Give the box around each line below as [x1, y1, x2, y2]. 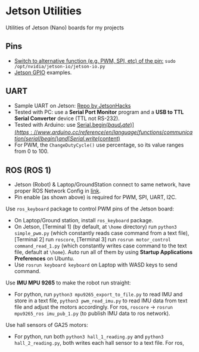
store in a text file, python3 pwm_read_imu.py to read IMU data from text [14, 297, 188, 304]
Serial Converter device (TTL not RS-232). [14, 115, 120, 122]
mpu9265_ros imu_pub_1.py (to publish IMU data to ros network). [14, 310, 170, 317]
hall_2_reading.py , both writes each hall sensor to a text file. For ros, [14, 339, 185, 347]
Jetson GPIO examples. [14, 69, 72, 76]
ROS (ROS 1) [5, 165, 52, 175]
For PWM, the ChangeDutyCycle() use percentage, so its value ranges [14, 142, 184, 149]
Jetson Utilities [5, 4, 82, 18]
